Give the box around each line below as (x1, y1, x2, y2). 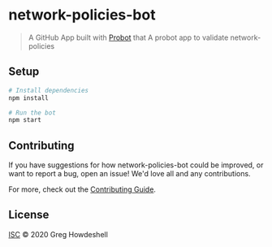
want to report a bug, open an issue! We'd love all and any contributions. (8, 169, 251, 179)
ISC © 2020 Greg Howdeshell (8, 229, 108, 239)
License (8, 208, 50, 222)
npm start (8, 116, 42, 124)
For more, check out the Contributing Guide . (8, 184, 157, 194)
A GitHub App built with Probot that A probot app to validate (28, 32, 229, 42)
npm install (8, 93, 49, 102)
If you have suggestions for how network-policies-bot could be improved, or (8, 160, 264, 170)
